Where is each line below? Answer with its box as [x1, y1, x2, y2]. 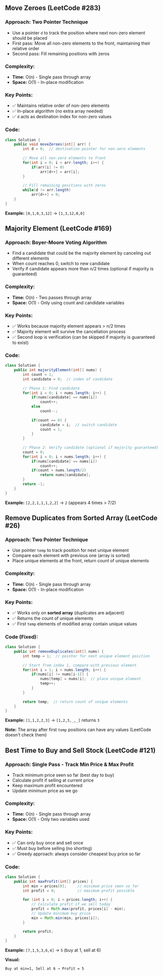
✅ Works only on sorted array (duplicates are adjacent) [12, 609, 125, 615]
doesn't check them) [5, 732, 47, 738]
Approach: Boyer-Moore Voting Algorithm [5, 239, 107, 246]
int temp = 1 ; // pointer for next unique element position [23, 654, 150, 659]
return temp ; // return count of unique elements [23, 699, 128, 704]
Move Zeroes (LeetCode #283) [5, 4, 101, 12]
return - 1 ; [23, 482, 45, 487]
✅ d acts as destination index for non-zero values [12, 114, 112, 120]
